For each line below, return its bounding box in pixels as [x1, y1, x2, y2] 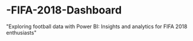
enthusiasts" [6, 29, 37, 36]
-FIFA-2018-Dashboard [6, 4, 122, 17]
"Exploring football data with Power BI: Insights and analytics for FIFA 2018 [6, 23, 188, 30]
